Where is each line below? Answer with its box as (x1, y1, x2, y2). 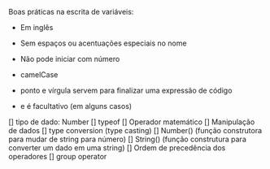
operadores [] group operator (8, 152, 107, 161)
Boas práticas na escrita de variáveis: (8, 7, 134, 16)
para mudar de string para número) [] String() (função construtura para (8, 134, 246, 144)
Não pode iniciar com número (20, 54, 120, 63)
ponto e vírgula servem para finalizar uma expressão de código (20, 85, 233, 95)
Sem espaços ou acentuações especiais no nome (20, 38, 187, 48)
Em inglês (20, 23, 54, 32)
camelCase (20, 70, 59, 80)
